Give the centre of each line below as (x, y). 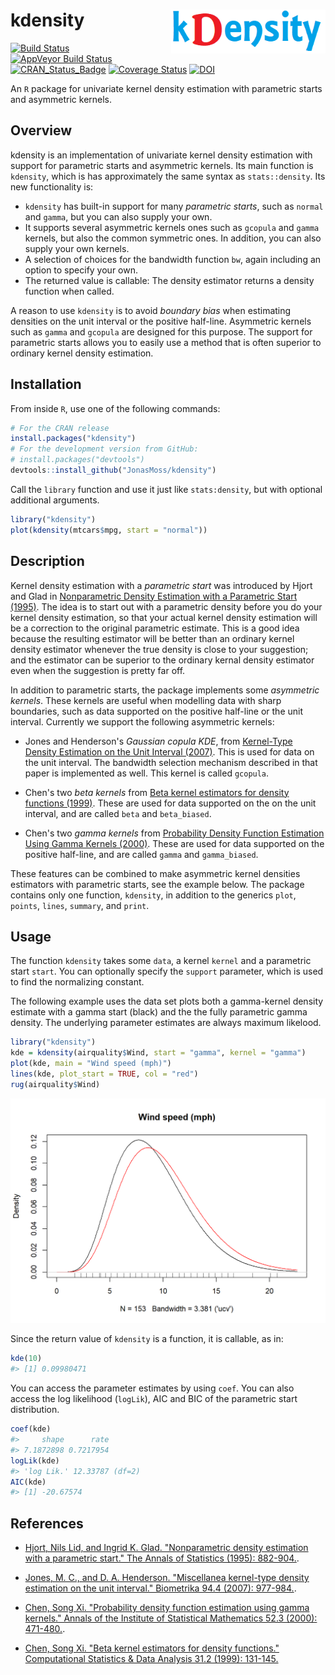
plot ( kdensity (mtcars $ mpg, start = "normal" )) (109, 530)
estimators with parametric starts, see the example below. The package (157, 884)
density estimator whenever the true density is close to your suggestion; (159, 649)
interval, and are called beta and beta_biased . (118, 813)
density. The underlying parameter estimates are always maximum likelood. (166, 1023)
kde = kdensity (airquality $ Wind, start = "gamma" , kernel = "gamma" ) (158, 1053)
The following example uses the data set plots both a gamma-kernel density (167, 1001)
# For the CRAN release (60, 428)
